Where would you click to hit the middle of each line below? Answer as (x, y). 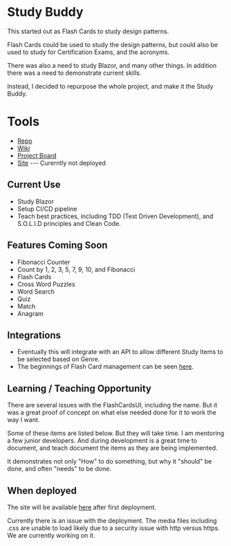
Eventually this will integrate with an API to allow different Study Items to (120, 352)
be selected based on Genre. (58, 359)
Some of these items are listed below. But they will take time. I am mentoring (116, 433)
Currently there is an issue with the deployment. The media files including (112, 520)
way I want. (24, 420)
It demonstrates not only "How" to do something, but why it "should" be (110, 461)
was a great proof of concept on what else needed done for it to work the (112, 412)
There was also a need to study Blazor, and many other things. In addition (112, 65)
